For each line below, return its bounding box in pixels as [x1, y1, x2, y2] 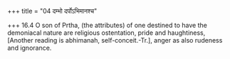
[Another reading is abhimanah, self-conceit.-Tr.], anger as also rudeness [7, 36, 223, 44]
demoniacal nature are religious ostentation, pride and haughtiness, [7, 28, 206, 37]
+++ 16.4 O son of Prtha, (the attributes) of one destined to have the [7, 21, 208, 29]
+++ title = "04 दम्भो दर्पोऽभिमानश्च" [7, 7, 98, 15]
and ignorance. [7, 43, 52, 52]
